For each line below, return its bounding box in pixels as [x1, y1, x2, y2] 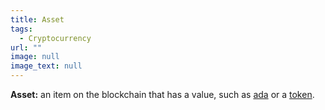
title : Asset [10, 14, 65, 25]
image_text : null [10, 61, 83, 71]
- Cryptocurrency [19, 33, 92, 43]
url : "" [10, 42, 43, 53]
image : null [10, 52, 60, 62]
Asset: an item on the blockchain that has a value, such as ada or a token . [10, 89, 315, 100]
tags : [10, 24, 33, 34]
